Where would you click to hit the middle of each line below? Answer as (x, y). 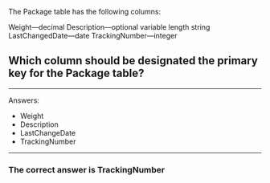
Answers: (24, 100)
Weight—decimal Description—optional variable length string (109, 27)
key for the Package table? (76, 73)
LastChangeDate (48, 132)
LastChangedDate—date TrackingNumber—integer (93, 36)
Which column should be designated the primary (133, 61)
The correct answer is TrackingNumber (87, 169)
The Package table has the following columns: (85, 12)
